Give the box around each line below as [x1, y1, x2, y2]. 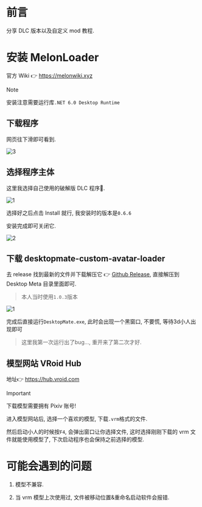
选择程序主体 [6, 167, 55, 178]
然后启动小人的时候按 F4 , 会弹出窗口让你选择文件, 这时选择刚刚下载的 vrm [6, 428, 189, 436]
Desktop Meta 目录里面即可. [6, 280, 77, 287]
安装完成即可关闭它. [6, 222, 57, 229]
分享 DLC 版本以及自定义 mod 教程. [6, 27, 94, 34]
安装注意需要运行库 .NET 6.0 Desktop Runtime [6, 98, 120, 106]
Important [6, 390, 31, 397]
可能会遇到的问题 [6, 459, 92, 473]
